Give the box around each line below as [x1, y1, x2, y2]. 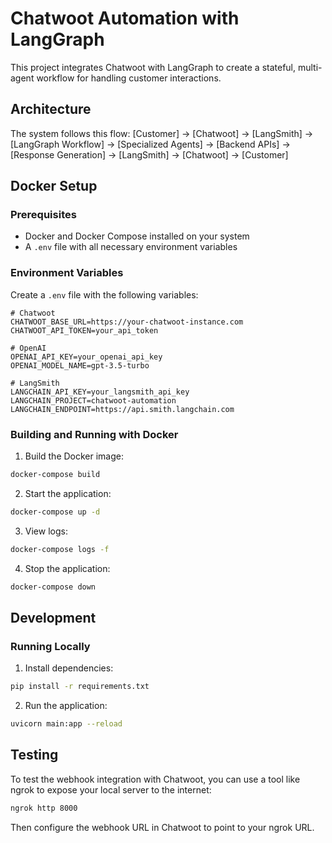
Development [10, 609, 97, 626]
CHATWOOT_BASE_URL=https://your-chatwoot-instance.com [10, 317, 244, 327]
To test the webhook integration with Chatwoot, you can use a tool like [10, 773, 301, 785]
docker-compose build [10, 470, 101, 480]
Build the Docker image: [24, 450, 125, 462]
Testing [10, 747, 59, 764]
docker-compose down [10, 582, 97, 592]
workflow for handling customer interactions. [36, 72, 222, 84]
